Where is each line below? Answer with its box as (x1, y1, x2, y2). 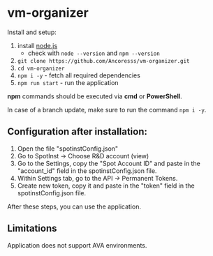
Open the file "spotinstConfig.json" (17, 144, 119, 153)
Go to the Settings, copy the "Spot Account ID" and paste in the (17, 159, 200, 167)
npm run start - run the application (17, 78, 119, 86)
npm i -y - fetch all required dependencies (17, 71, 141, 80)
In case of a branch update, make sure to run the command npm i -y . (7, 105, 207, 114)
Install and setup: (7, 28, 57, 36)
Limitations (7, 223, 57, 234)
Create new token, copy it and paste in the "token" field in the (17, 181, 195, 190)
